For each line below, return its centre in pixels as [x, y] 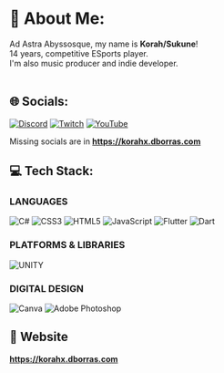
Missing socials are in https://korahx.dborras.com [105, 141]
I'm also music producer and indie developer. [94, 63]
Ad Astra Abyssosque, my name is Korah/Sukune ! [104, 44]
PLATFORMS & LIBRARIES [67, 245]
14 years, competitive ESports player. [79, 53]
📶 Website [39, 337]
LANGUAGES [39, 202]
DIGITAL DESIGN [46, 288]
